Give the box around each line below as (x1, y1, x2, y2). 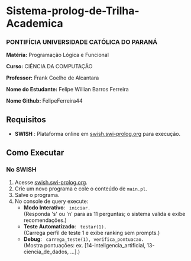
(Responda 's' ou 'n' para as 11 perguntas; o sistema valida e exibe (23, 210, 186, 217)
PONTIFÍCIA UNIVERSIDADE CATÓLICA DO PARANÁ (6, 38, 158, 46)
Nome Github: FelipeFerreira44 (6, 97, 83, 104)
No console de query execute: (14, 198, 89, 205)
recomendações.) (23, 217, 67, 224)
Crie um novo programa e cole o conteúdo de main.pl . (14, 185, 148, 192)
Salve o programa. (14, 191, 60, 198)
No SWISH (6, 165, 37, 173)
